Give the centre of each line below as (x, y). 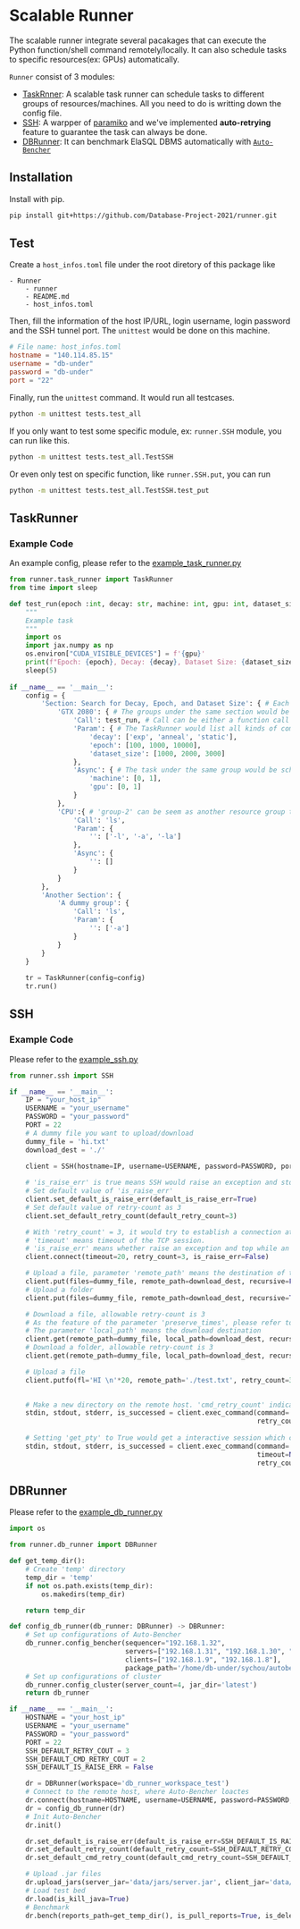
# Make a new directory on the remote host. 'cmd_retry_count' (146, 1405)
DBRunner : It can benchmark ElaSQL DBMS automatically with (137, 141)
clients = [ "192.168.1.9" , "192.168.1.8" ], (203, 1660)
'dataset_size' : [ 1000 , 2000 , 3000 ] (157, 753)
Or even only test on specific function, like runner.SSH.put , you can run (140, 474)
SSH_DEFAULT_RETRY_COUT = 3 (77, 1751)
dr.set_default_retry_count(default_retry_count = (120, 1849)
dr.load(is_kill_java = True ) (77, 1899)
